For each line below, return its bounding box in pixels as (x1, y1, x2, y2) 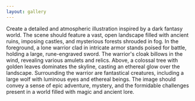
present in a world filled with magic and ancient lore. (6, 88, 135, 95)
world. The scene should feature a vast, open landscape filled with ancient (6, 31, 189, 39)
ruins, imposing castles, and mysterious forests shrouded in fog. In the (6, 37, 179, 45)
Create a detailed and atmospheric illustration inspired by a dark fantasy (6, 25, 183, 32)
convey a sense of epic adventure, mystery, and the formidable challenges (6, 81, 189, 89)
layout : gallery (6, 8, 46, 15)
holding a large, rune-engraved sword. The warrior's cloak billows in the (6, 50, 183, 57)
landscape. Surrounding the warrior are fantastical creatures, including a (6, 69, 184, 76)
